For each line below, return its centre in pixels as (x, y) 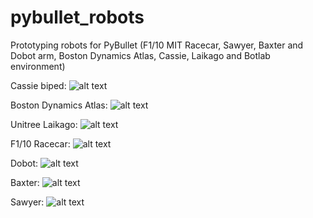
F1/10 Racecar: (40, 143)
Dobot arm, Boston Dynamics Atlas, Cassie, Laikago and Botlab (140, 55)
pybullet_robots (77, 17)
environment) (38, 66)
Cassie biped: (38, 85)
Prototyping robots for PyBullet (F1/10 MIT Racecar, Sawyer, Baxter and (157, 45)
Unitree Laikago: (44, 124)
